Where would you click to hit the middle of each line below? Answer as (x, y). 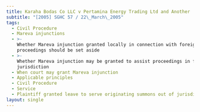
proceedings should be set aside (58, 50)
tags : (13, 23)
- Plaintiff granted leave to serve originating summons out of (93, 94)
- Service (24, 89)
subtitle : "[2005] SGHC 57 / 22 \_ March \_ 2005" (65, 17)
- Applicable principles (42, 78)
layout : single (25, 100)
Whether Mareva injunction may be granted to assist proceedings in (104, 61)
